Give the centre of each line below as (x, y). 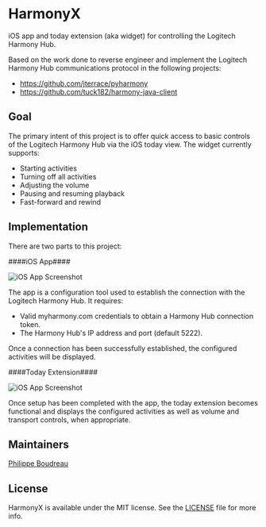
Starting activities (48, 168)
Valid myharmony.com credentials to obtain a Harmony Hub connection (137, 316)
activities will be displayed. (52, 356)
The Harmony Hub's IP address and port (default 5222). (111, 333)
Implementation (48, 227)
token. (30, 324)
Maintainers (39, 444)
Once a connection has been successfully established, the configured (123, 348)
